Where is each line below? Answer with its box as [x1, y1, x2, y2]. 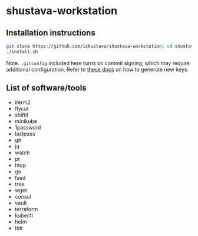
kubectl [14, 212, 34, 219]
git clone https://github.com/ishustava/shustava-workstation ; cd [6, 43, 173, 49]
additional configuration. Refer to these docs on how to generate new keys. [6, 66, 189, 73]
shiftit [14, 111, 29, 118]
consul [14, 193, 31, 200]
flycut [14, 105, 29, 112]
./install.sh [6, 49, 38, 54]
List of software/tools [6, 83, 87, 93]
